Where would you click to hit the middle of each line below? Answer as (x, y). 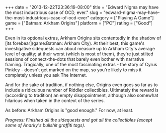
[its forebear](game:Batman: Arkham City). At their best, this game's (75, 43)
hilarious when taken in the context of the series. (55, 101)
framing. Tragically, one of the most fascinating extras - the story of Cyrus (81, 65)
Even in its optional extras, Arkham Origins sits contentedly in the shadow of (83, 38)
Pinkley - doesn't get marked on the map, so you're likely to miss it (73, 70)
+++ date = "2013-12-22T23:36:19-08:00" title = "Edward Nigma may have (82, 7)
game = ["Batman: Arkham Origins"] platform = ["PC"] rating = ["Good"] (79, 23)
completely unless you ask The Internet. (46, 75)
